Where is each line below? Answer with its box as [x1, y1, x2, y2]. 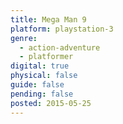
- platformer [19, 52, 74, 62]
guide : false [10, 80, 65, 90]
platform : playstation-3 [10, 24, 114, 34]
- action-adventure [19, 42, 101, 53]
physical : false [10, 71, 78, 81]
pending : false [10, 89, 74, 99]
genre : [10, 33, 38, 43]
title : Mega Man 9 [10, 14, 87, 25]
